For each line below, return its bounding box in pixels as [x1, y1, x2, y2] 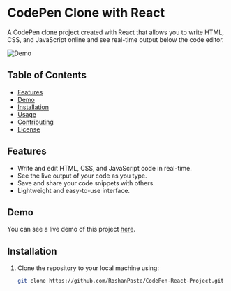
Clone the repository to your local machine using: [17, 264, 159, 272]
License [17, 125, 40, 134]
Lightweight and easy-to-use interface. [17, 186, 131, 194]
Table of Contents [7, 69, 87, 81]
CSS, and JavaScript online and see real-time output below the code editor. [7, 35, 225, 43]
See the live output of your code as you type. [17, 171, 148, 180]
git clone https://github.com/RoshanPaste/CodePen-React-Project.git [17, 278, 225, 285]
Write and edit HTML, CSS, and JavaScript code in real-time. [17, 164, 192, 172]
